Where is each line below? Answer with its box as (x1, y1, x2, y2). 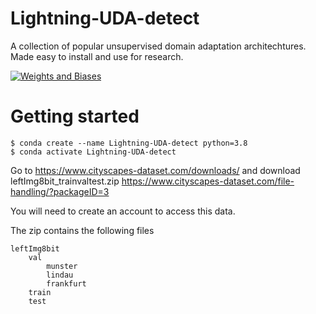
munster (46, 261, 78, 271)
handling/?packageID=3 (10, 185, 110, 197)
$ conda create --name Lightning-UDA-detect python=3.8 (10, 138, 248, 148)
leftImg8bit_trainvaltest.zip (10, 175, 120, 187)
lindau (46, 270, 74, 280)
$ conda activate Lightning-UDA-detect (10, 147, 177, 157)
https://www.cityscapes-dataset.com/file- (121, 175, 295, 187)
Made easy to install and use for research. (10, 50, 184, 62)
